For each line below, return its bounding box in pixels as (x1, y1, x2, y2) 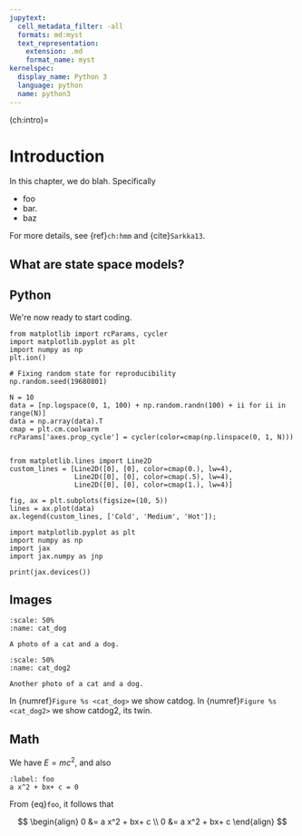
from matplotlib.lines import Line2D (9, 456, 152, 466)
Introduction (9, 146, 105, 166)
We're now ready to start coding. (9, 311, 132, 322)
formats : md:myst (17, 30, 83, 39)
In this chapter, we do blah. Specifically (9, 176, 156, 187)
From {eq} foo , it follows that (9, 798, 114, 809)
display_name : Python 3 (17, 73, 107, 82)
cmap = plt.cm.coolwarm (9, 424, 100, 434)
